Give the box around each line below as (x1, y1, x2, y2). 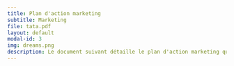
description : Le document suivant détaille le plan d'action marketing (7, 49, 219, 56)
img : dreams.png (7, 42, 54, 49)
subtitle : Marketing (7, 16, 68, 23)
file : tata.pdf (7, 23, 52, 30)
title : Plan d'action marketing (7, 10, 101, 17)
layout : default (7, 29, 54, 36)
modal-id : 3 (7, 36, 42, 43)
